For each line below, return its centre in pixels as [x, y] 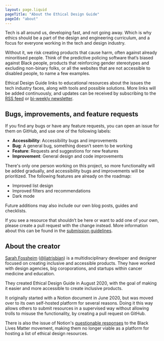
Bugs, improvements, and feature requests [72, 114]
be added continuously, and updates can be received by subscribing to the [81, 93]
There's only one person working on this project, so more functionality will [80, 166]
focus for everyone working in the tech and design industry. [65, 43]
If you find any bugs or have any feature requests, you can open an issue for [82, 126]
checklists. [16, 211]
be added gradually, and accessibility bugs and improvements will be [75, 171]
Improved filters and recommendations [51, 191]
